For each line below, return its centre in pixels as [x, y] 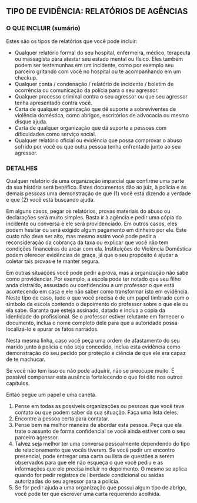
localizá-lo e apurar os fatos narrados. [52, 329]
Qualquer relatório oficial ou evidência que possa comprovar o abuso [98, 140]
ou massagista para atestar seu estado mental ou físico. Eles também [99, 59]
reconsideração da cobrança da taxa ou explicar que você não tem [87, 242]
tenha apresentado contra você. [54, 103]
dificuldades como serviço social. [55, 134]
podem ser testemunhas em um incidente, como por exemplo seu [94, 65]
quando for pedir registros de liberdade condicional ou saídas [89, 475]
